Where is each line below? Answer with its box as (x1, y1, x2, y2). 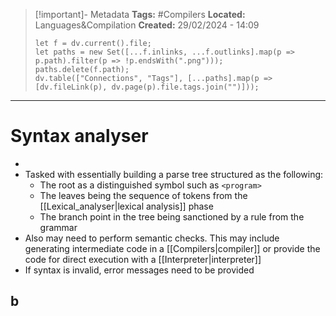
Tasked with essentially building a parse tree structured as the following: (24, 168, 324, 180)
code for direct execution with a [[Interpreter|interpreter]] (24, 253, 262, 265)
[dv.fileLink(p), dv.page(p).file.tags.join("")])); (34, 82, 260, 92)
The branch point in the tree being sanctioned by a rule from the (39, 210, 305, 223)
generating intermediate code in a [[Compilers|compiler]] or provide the (24, 242, 321, 254)
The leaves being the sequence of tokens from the (39, 189, 248, 201)
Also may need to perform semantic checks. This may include (24, 232, 280, 244)
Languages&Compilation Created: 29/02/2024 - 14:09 (34, 19, 260, 31)
